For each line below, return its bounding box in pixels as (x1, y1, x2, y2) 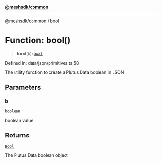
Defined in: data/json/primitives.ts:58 (5, 60, 79, 66)
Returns (5, 131, 30, 139)
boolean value (5, 117, 33, 123)
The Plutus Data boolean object (5, 152, 68, 158)
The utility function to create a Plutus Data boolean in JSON (5, 69, 124, 75)
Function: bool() (5, 35, 71, 46)
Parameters (5, 83, 41, 92)
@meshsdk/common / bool (5, 18, 59, 24)
